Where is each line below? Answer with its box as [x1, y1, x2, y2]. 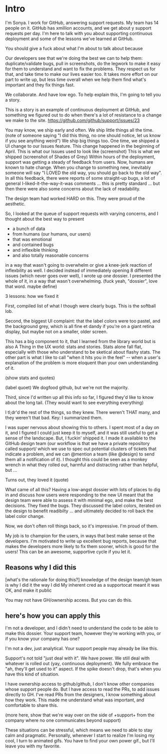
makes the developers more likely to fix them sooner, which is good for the [5, 543, 159, 549]
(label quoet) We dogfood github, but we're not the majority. [5, 384, 129, 390]
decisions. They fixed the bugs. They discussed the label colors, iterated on [5, 502, 161, 508]
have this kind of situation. [5, 671, 59, 677]
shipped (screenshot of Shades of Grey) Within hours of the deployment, [5, 154, 155, 160]
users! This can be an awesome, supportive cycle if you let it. [5, 549, 131, 555]
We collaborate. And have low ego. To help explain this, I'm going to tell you [5, 91, 161, 97]
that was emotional [12, 236, 52, 242]
